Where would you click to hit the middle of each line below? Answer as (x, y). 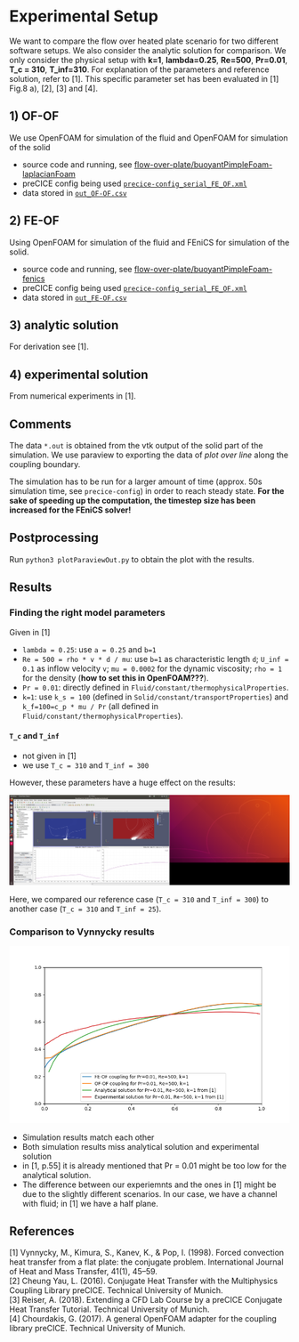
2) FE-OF (34, 221)
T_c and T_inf (34, 736)
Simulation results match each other (88, 1137)
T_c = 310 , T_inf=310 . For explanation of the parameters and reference (139, 69)
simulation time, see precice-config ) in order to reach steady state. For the (147, 491)
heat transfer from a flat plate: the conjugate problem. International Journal (146, 1262)
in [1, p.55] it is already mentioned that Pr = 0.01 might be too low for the (154, 1165)
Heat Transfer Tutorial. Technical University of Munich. (109, 1309)
